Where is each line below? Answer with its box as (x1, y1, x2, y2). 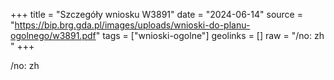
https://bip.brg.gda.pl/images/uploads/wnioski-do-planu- (14, 19, 251, 31)
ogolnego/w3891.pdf (10, 30, 97, 41)
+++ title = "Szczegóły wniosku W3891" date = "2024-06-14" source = (10, 9, 303, 20)
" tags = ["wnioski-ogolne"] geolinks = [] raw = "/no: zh (95, 30, 325, 41)
